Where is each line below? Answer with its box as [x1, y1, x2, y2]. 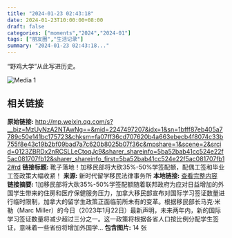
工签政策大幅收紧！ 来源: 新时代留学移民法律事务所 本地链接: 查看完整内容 [7, 171, 218, 180]
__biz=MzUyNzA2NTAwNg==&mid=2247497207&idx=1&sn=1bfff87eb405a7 [7, 125, 223, 134]
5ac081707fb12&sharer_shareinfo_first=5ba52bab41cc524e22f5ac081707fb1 [7, 154, 225, 163]
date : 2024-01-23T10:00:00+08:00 [7, 17, 104, 24]
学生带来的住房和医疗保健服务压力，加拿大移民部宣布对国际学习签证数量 [12, 188, 219, 197]
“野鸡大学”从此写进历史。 [7, 62, 79, 70]
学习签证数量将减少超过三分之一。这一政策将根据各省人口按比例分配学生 [7, 214, 213, 223]
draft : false [7, 23, 45, 30]
